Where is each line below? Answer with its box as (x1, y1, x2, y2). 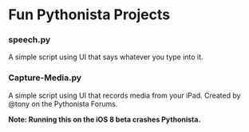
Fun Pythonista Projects (8, 6, 170, 24)
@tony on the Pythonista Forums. (8, 98, 118, 109)
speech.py (8, 34, 51, 46)
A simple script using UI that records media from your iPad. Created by (8, 90, 241, 100)
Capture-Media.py (8, 72, 82, 83)
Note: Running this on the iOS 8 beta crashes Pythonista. (8, 114, 201, 124)
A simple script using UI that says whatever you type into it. (8, 52, 204, 62)
